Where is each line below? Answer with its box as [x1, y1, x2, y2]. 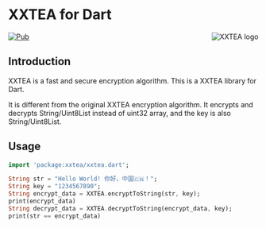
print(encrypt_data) [8, 197, 77, 206]
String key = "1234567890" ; [8, 183, 102, 191]
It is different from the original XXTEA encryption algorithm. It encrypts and [8, 99, 254, 109]
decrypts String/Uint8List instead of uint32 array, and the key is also [8, 108, 232, 118]
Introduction [8, 55, 71, 68]
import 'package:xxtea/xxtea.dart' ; [8, 160, 129, 168]
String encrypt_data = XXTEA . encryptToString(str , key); [8, 190, 201, 198]
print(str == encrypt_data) [8, 212, 102, 220]
